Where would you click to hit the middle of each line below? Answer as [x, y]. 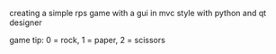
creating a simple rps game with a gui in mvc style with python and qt [138, 13]
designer [26, 22]
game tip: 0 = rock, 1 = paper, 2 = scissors [88, 40]
